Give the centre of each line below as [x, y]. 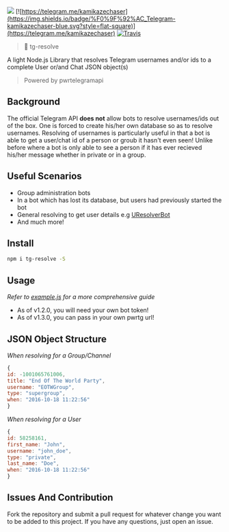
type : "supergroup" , [37, 394]
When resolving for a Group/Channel [59, 355]
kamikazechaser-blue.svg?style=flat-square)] [71, 26]
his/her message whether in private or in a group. [77, 155]
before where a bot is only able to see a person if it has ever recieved [105, 147]
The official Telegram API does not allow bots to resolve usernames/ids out [113, 118]
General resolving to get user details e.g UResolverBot [93, 214]
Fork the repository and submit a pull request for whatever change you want [114, 514]
